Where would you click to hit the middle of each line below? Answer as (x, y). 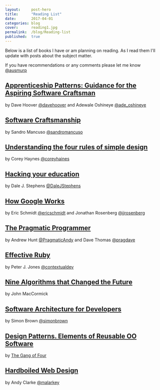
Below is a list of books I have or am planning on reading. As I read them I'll (80, 50)
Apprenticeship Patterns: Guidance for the (71, 86)
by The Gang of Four (26, 355)
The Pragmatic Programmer (48, 228)
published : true (23, 37)
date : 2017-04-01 (29, 18)
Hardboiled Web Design (42, 371)
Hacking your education (42, 174)
